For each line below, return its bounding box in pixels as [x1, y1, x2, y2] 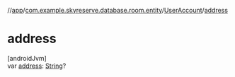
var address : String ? [7, 61, 67, 70]
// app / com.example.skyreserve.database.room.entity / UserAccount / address [7, 6, 229, 14]
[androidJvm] [7, 54, 47, 62]
